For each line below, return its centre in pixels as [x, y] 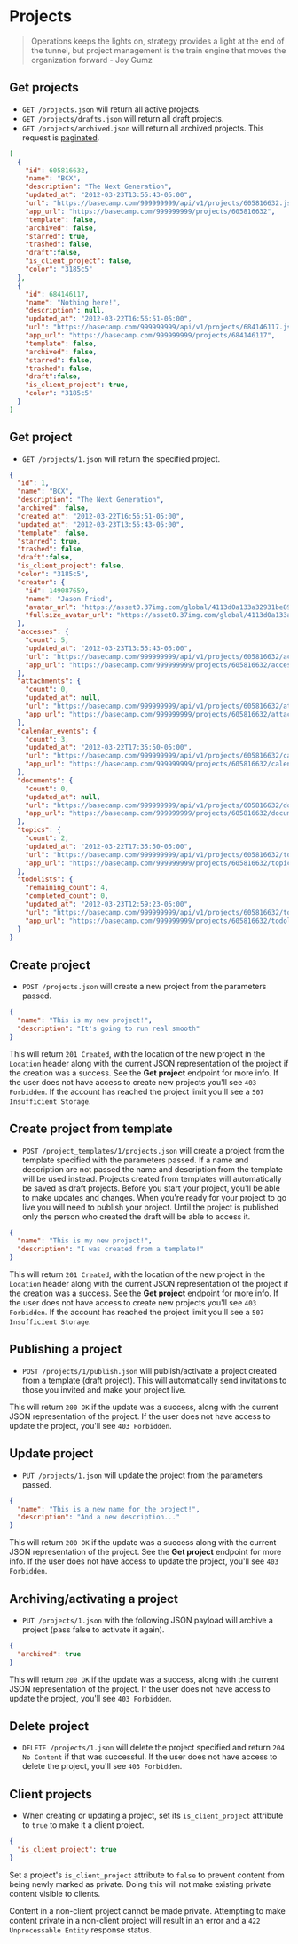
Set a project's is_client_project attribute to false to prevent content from [147, 1875]
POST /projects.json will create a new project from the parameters [144, 987]
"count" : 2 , [47, 838]
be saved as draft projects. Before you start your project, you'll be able [151, 1188]
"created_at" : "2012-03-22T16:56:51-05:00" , [101, 516]
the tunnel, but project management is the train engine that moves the [158, 50]
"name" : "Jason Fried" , [69, 599]
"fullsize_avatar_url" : [69, 615]
